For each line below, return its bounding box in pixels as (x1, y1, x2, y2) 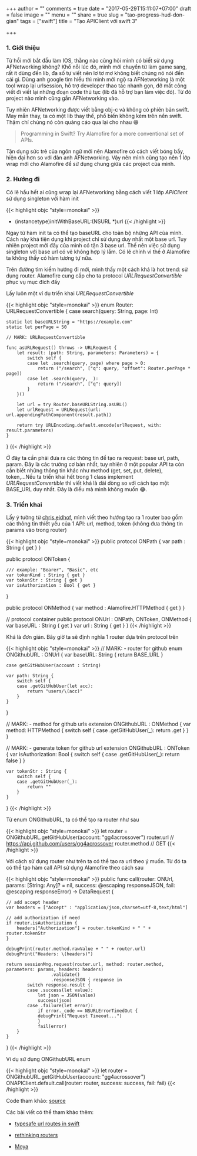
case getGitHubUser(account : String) (6, 662, 101, 668)
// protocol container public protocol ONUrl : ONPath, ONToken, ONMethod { (6, 615, 192, 622)
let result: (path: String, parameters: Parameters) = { (16, 350, 159, 356)
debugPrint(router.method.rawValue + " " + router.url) (6, 946, 146, 952)
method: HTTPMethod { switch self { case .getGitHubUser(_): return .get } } (6, 726, 189, 734)
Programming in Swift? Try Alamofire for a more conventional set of (20, 130, 184, 138)
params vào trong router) (6, 526, 67, 533)
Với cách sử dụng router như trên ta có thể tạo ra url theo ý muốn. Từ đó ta (6, 857, 187, 864)
